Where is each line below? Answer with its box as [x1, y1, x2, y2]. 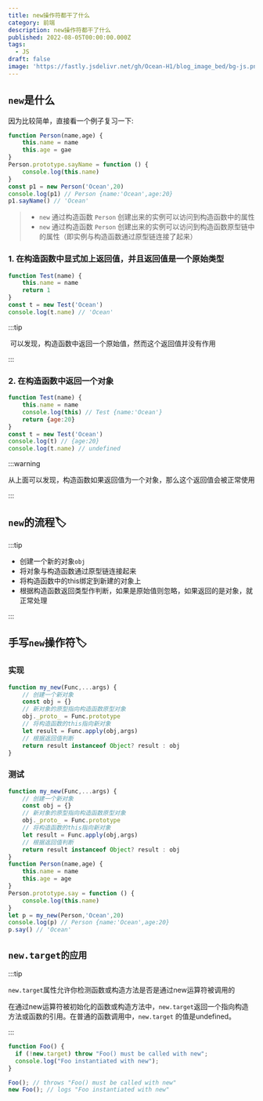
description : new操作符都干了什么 [8, 26, 111, 34]
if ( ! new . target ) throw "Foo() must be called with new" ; [15, 1049, 209, 1058]
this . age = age [22, 875, 72, 883]
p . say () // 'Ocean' [8, 926, 72, 934]
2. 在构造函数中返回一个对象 [8, 375, 114, 386]
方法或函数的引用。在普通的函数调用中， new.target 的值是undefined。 [8, 1012, 236, 1021]
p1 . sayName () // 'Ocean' [8, 197, 89, 205]
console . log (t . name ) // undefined [8, 445, 121, 453]
